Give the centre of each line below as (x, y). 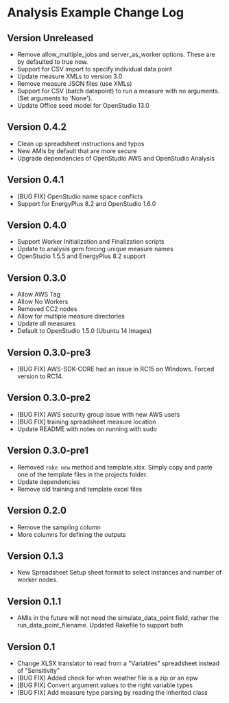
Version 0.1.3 (35, 556)
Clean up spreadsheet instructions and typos (81, 143)
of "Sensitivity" (38, 670)
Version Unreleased (50, 38)
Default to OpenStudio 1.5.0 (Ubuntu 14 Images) (84, 331)
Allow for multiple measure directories (71, 316)
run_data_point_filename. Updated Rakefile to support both (100, 625)
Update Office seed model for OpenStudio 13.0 (83, 105)
